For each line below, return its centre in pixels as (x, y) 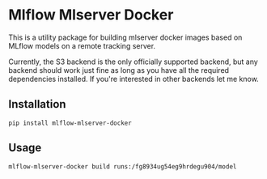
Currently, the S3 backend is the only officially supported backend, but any (133, 62)
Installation (37, 104)
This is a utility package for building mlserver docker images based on (125, 37)
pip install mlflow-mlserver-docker (70, 123)
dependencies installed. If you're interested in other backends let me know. (133, 79)
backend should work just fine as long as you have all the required (119, 70)
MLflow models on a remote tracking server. (82, 45)
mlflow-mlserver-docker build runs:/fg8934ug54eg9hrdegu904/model (123, 166)
